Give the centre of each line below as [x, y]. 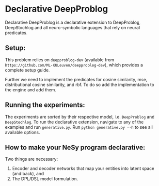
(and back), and [28, 174]
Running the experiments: [45, 105]
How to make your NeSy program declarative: [75, 147]
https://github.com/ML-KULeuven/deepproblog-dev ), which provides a [74, 65]
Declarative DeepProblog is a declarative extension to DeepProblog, [73, 22]
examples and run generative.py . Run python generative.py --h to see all [79, 127]
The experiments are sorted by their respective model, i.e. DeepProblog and [80, 117]
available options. [23, 132]
